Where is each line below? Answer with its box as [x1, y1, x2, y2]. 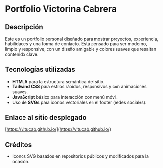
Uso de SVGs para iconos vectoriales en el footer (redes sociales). [12, 99, 147, 105]
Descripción [5, 23, 43, 31]
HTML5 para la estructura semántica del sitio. [12, 78, 105, 84]
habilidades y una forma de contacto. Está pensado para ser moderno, [5, 41, 148, 47]
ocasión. [12, 159, 30, 165]
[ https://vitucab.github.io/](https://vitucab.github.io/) [5, 126, 112, 132]
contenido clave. [5, 51, 39, 57]
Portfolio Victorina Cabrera [5, 3, 116, 15]
